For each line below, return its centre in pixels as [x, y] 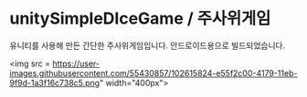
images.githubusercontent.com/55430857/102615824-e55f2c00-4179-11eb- [153, 73]
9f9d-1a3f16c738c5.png [55, 82]
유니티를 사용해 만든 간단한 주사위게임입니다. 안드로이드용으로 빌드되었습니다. [148, 45]
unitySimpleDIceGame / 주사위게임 [140, 19]
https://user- [76, 63]
